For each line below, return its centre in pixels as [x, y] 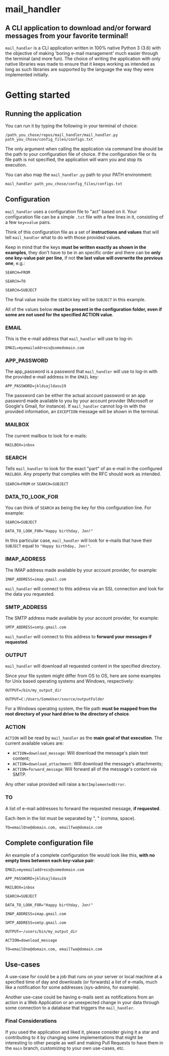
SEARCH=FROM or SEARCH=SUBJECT [37, 484]
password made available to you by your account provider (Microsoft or [79, 401]
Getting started [38, 95]
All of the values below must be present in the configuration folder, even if [83, 309]
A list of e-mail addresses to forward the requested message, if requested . [83, 808]
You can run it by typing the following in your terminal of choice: [72, 126]
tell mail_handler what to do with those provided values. [63, 237]
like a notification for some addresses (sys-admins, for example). [72, 987]
